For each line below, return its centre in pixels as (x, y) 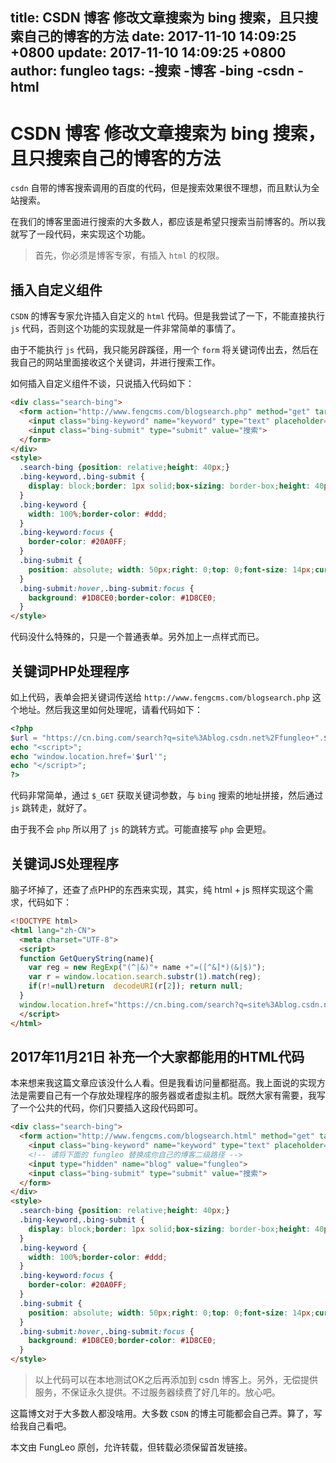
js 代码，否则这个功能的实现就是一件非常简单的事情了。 (126, 329)
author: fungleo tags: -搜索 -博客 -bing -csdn (152, 71)
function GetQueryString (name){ (87, 958)
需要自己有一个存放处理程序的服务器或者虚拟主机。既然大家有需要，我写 (176, 1095)
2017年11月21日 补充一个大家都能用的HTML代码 (157, 1056)
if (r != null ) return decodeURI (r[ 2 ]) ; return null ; (136, 986)
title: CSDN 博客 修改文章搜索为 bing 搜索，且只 (157, 18)
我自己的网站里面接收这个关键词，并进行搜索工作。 (115, 362)
